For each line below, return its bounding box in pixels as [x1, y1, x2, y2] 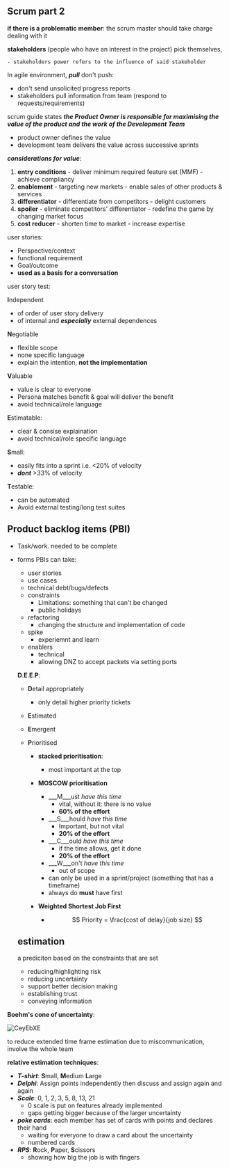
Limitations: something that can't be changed [37, 598, 168, 606]
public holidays [37, 606, 82, 614]
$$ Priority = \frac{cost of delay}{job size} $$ [71, 915, 203, 924]
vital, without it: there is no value [58, 800, 151, 808]
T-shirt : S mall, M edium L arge [17, 1072, 102, 1080]
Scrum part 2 [7, 6, 65, 17]
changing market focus [17, 212, 84, 220]
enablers [27, 642, 53, 651]
